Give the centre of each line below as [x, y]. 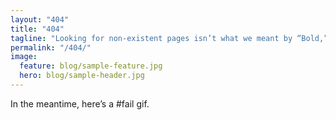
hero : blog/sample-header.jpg [82, 76]
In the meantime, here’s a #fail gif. [80, 103]
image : [24, 57]
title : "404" [37, 29]
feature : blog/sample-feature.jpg [91, 66]
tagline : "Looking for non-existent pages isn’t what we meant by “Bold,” [169, 38]
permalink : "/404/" [51, 47]
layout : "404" [40, 19]
